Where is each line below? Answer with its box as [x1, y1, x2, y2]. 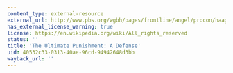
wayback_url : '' [7, 56, 54, 63]
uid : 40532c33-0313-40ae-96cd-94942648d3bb [7, 49, 135, 56]
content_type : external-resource [7, 10, 104, 17]
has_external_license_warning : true [7, 23, 113, 30]
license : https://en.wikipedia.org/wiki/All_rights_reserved [7, 29, 188, 37]
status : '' [7, 36, 39, 43]
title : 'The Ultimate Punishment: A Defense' [7, 42, 141, 49]
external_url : [7, 17, 49, 24]
